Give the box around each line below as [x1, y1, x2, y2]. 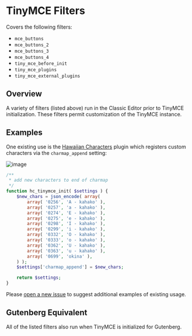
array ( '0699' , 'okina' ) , [27, 253, 93, 259]
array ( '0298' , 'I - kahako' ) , [27, 221, 106, 227]
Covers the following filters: [6, 23, 72, 30]
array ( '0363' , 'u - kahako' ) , [27, 248, 106, 254]
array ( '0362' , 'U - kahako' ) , [27, 243, 106, 248]
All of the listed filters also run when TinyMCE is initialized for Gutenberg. [6, 323, 182, 330]
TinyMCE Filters [6, 4, 86, 18]
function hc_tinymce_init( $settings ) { [6, 188, 109, 194]
